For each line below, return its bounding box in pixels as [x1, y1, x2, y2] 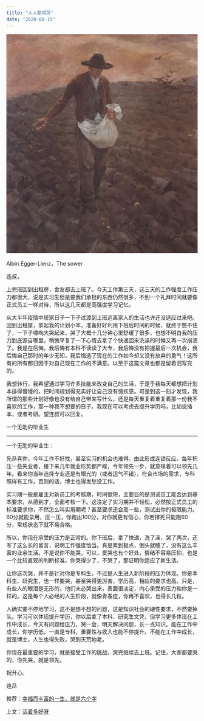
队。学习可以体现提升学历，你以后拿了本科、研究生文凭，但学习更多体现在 [6, 613, 192, 620]
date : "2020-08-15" [6, 16, 56, 22]
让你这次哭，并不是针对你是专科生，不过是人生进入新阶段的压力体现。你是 [6, 569, 192, 577]
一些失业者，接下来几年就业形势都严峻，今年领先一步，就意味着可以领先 [11, 462, 192, 469]
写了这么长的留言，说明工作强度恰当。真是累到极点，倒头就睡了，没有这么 [6, 541, 192, 548]
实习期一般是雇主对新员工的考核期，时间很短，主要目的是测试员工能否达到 [6, 490, 192, 498]
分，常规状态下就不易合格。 [6, 520, 76, 528]
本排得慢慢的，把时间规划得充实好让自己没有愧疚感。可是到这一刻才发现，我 [6, 387, 198, 395]
